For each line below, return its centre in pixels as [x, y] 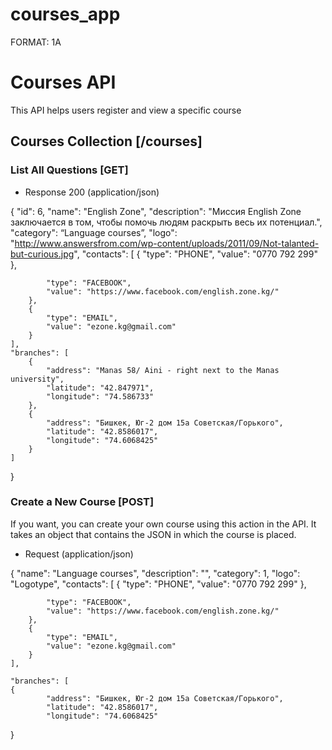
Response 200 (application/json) [92, 192]
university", [37, 379]
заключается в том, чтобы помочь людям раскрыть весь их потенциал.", [166, 222]
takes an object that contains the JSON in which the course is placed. [153, 534]
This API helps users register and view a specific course [126, 110]
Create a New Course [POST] [82, 502]
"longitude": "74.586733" [100, 396]
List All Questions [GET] [69, 170]
